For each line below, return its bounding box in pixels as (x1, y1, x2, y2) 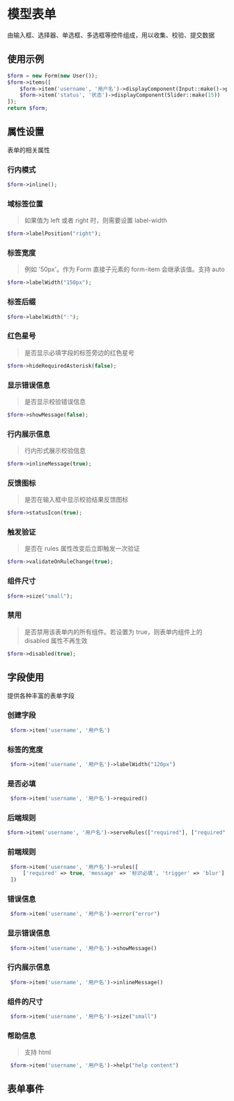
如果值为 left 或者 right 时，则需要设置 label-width (24, 216, 167, 224)
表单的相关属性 (7, 145, 50, 154)
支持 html (24, 1048, 52, 1056)
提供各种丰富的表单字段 (7, 691, 75, 700)
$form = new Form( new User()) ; (7, 72, 98, 79)
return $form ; (7, 105, 49, 112)
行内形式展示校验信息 (24, 447, 86, 455)
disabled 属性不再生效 (24, 636, 88, 645)
